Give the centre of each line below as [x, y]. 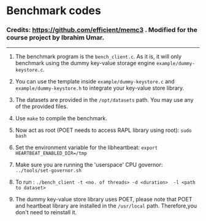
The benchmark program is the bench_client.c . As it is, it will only [98, 56]
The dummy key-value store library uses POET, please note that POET [104, 200]
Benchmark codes [54, 11]
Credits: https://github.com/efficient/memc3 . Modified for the [102, 30]
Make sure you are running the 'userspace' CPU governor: [89, 165]
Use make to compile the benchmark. [61, 118]
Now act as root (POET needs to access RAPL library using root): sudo [103, 130]
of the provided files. [42, 107]
